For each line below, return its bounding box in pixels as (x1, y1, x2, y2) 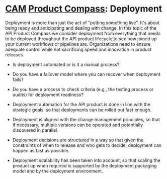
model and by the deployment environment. (12, 168, 103, 174)
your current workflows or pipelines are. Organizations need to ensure (5, 41, 151, 47)
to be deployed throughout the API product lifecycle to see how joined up (5, 36, 157, 42)
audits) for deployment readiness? (12, 92, 84, 98)
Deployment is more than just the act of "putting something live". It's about (5, 20, 160, 26)
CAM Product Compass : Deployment (5, 3, 162, 15)
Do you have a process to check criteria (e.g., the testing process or (12, 86, 154, 92)
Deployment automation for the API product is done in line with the (12, 101, 151, 107)
